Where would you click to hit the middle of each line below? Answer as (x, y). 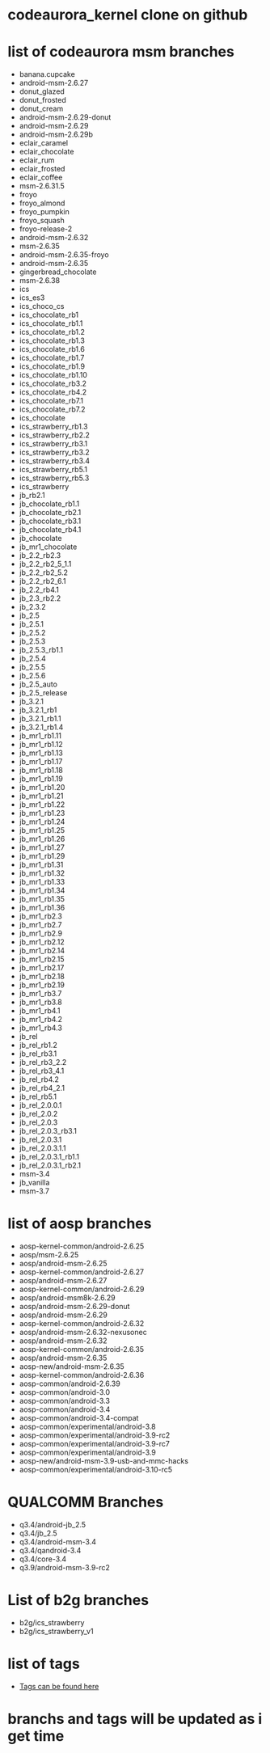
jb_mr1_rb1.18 (41, 771)
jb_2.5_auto (38, 684)
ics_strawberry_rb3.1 (53, 444)
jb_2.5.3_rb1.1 (41, 650)
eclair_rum (37, 160)
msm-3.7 (34, 1191)
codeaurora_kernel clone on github (128, 15)
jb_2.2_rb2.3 (40, 555)
